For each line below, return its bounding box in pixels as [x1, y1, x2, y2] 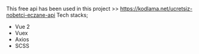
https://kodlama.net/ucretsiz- [120, 5, 193, 12]
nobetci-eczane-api [6, 11, 55, 19]
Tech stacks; [56, 11, 88, 19]
